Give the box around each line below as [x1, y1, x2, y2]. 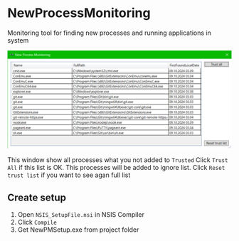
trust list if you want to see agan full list [7, 171, 131, 179]
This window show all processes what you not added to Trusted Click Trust [7, 156, 228, 164]
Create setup [7, 191, 66, 203]
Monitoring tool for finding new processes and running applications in [7, 28, 212, 37]
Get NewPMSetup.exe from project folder [17, 225, 139, 234]
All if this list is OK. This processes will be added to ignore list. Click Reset [7, 164, 225, 172]
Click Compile [17, 218, 57, 227]
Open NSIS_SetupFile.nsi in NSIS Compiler [17, 210, 144, 219]
